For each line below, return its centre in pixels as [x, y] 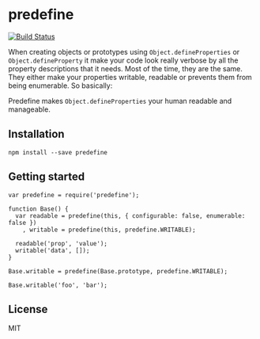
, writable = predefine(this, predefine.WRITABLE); [109, 230]
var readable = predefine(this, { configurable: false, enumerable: [130, 215]
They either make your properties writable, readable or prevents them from [130, 77]
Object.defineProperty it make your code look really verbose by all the [123, 60]
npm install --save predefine [58, 152]
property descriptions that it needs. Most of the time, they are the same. [126, 68]
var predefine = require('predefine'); [74, 195]
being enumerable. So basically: [60, 86]
